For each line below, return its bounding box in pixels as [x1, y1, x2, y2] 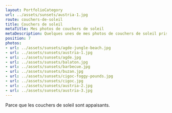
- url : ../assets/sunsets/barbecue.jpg [5, 64, 91, 69]
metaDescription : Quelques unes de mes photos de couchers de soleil [5, 31, 157, 36]
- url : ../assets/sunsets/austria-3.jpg [5, 88, 93, 93]
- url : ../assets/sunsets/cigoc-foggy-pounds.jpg [5, 74, 114, 79]
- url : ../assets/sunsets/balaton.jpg [5, 60, 88, 65]
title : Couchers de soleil [5, 21, 63, 27]
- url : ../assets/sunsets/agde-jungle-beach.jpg [5, 45, 111, 50]
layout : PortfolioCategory [5, 7, 63, 13]
